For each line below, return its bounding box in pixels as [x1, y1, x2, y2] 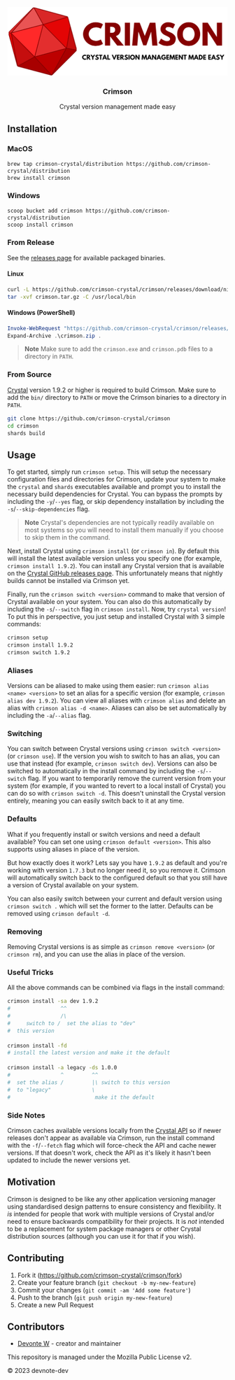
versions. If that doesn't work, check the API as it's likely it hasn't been [7, 1148, 211, 1157]
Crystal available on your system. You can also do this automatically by [7, 598, 212, 606]
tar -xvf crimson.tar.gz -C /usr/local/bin [7, 293, 136, 300]
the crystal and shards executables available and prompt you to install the [7, 483, 222, 491]
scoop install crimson [7, 221, 73, 229]
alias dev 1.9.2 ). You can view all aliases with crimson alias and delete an [7, 696, 226, 705]
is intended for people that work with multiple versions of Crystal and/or [7, 1209, 215, 1218]
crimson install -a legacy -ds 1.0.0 [7, 1064, 117, 1071]
